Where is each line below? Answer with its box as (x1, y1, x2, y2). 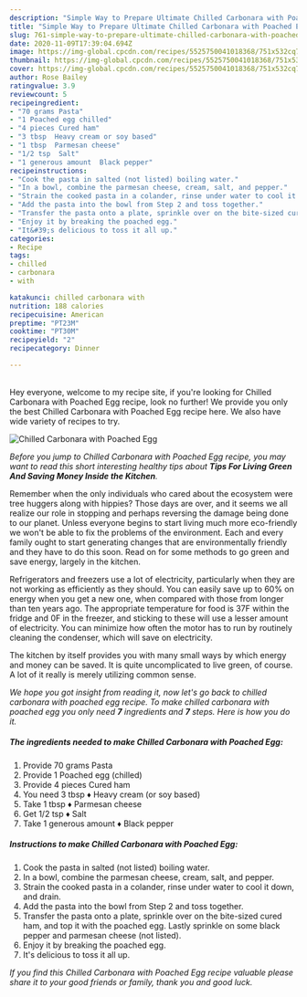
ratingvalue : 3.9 (9, 81, 76, 90)
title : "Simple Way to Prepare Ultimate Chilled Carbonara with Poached (9, 22, 292, 31)
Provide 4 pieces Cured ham (22, 779, 131, 790)
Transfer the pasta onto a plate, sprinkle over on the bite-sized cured (22, 910, 282, 921)
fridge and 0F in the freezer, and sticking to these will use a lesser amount (9, 613, 289, 624)
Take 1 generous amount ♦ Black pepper (22, 818, 175, 829)
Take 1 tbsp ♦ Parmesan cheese (22, 798, 143, 809)
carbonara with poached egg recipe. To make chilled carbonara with (9, 696, 270, 708)
